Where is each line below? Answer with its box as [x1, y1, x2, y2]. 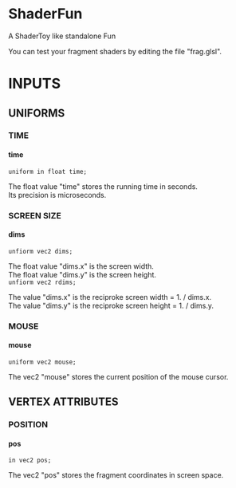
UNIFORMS [8, 106, 65, 120]
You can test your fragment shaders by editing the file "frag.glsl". [8, 46, 222, 56]
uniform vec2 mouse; [8, 358, 77, 366]
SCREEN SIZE [8, 210, 61, 221]
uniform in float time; [8, 167, 88, 175]
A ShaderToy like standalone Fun [8, 31, 116, 41]
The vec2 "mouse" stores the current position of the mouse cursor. [8, 372, 229, 381]
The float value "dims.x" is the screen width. [8, 261, 154, 271]
